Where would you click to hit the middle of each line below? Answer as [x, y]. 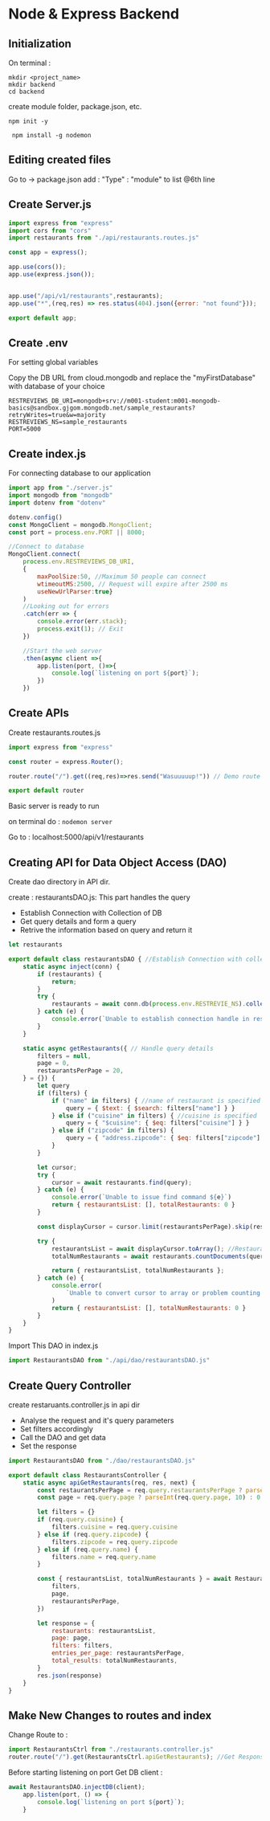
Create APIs [39, 713]
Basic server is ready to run [54, 806]
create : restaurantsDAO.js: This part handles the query [99, 897]
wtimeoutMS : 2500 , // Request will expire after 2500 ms [133, 584]
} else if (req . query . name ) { [88, 1549]
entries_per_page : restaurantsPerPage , [118, 1653]
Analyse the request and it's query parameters [97, 1420]
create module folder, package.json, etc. [75, 106]
